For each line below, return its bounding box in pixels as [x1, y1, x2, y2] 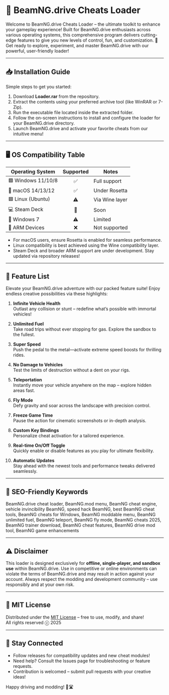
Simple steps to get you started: [6, 83, 72, 89]
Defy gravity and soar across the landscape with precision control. [13, 403, 151, 409]
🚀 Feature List [6, 272, 50, 280]
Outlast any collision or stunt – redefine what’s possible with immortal [13, 306, 156, 312]
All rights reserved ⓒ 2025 [6, 619, 62, 625]
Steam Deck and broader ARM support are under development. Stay [13, 247, 154, 253]
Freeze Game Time [13, 412, 53, 419]
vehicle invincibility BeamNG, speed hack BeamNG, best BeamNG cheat [6, 506, 155, 512]
